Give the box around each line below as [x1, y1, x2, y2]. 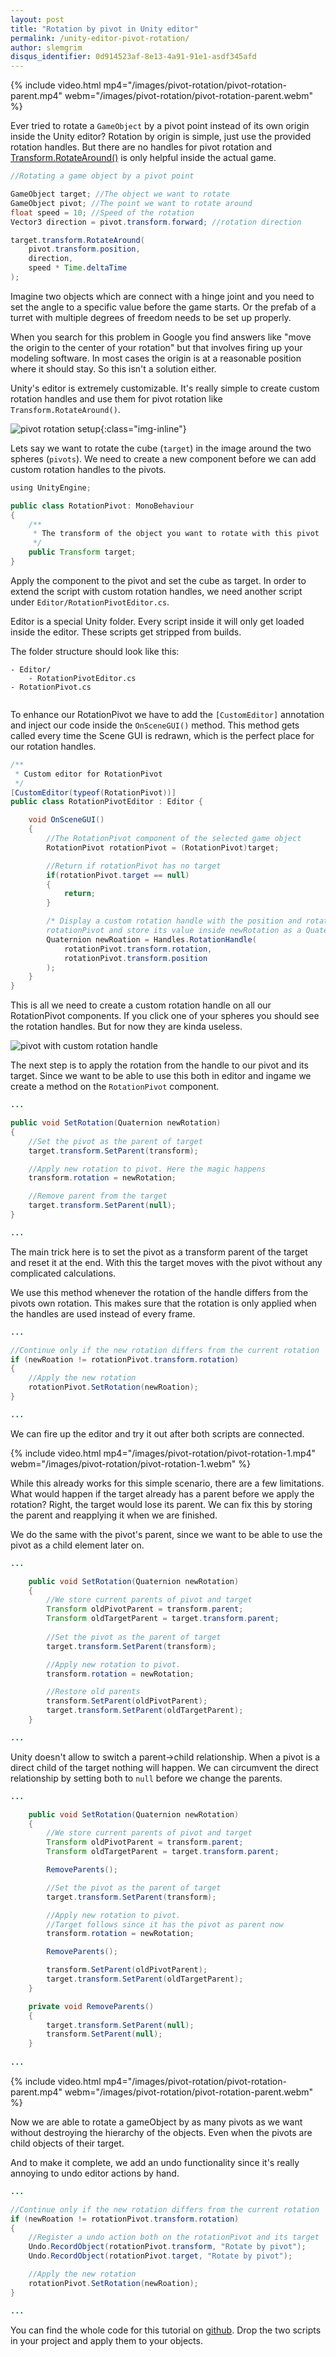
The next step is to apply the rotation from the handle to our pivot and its [10, 1059, 309, 1071]
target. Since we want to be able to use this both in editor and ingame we [10, 1070, 312, 1082]
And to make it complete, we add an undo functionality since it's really [10, 2156, 300, 2168]
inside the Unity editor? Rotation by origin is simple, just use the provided [10, 131, 312, 143]
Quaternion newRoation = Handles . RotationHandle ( [46, 934, 257, 945]
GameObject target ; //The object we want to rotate [10, 189, 230, 199]
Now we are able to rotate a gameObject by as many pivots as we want [10, 2116, 303, 2128]
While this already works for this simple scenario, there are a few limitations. [10, 1477, 325, 1489]
